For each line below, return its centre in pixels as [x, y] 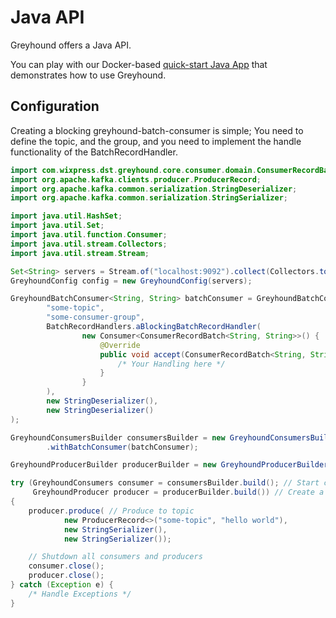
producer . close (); [66, 576]
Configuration [55, 106]
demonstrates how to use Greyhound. [88, 75]
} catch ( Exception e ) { [62, 585]
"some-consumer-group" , [95, 317]
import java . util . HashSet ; [66, 216]
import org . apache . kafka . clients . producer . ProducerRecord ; [136, 179]
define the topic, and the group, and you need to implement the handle [156, 141]
